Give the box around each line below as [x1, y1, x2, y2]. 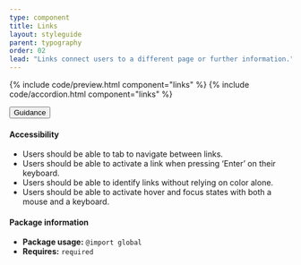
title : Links [9, 21, 58, 30]
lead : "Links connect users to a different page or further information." [9, 55, 295, 64]
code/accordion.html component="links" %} [9, 89, 173, 99]
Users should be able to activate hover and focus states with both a [21, 187, 271, 198]
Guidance [13, 108, 47, 117]
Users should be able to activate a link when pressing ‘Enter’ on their [21, 158, 276, 169]
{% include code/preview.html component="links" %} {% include [9, 80, 250, 90]
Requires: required [21, 246, 94, 257]
